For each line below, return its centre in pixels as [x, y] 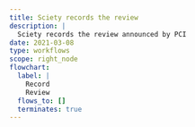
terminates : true [50, 109]
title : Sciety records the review [74, 17]
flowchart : [30, 68]
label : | [34, 76]
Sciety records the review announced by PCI [102, 34]
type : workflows [40, 51]
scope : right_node [44, 59]
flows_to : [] [42, 101]
